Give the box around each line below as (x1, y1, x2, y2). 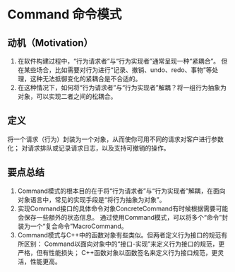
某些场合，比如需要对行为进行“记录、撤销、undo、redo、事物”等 (23, 66, 212, 74)
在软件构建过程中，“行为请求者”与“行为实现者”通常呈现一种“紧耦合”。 (17, 57, 220, 65)
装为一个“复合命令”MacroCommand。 (17, 222, 128, 230)
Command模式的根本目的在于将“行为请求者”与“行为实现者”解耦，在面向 (17, 187, 226, 195)
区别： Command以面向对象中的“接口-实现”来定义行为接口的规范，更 (23, 240, 225, 248)
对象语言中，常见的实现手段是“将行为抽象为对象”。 (17, 195, 166, 203)
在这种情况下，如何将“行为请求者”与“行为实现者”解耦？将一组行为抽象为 (17, 83, 227, 92)
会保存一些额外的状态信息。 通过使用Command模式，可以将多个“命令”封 (17, 213, 228, 221)
